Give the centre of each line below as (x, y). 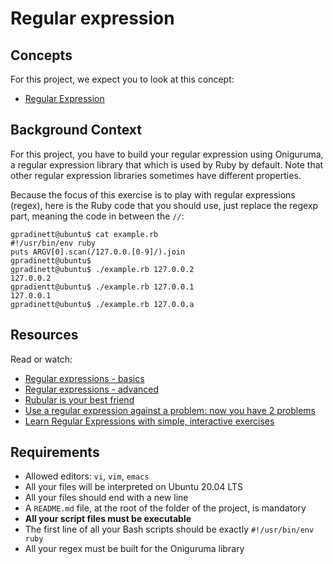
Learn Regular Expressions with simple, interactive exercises (149, 421)
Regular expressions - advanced (92, 389)
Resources (44, 335)
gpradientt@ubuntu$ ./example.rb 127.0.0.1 (102, 287)
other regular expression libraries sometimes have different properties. (156, 175)
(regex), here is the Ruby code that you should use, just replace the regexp (164, 205)
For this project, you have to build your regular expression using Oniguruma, (167, 154)
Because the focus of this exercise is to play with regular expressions (153, 194)
